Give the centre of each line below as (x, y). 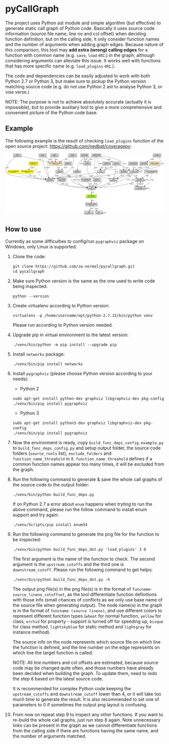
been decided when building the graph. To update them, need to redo (85, 673)
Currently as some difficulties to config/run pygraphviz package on (75, 241)
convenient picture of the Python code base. (51, 113)
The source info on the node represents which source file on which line (87, 642)
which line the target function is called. (53, 653)
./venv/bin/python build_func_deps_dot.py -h (61, 579)
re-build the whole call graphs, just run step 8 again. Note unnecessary (86, 720)
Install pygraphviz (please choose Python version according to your (82, 373)
